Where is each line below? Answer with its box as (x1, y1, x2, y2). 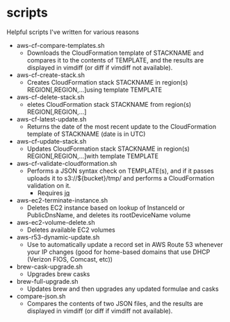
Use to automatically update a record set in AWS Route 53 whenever (26, 240, 224, 248)
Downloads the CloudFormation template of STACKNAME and (26, 49, 204, 57)
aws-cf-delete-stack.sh (16, 92, 85, 101)
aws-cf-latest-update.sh (16, 115, 87, 123)
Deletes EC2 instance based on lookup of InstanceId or (26, 203, 186, 212)
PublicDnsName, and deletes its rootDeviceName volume (26, 210, 191, 219)
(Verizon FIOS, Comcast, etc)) (26, 255, 113, 263)
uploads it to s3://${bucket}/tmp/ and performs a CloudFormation (26, 173, 215, 182)
